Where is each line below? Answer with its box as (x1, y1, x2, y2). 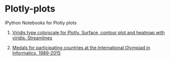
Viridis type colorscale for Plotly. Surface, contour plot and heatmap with (12, 29, 165, 35)
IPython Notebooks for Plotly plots (5, 20, 77, 26)
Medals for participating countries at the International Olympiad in (12, 44, 151, 50)
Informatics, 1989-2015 (12, 50, 61, 56)
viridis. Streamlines (12, 35, 52, 41)
